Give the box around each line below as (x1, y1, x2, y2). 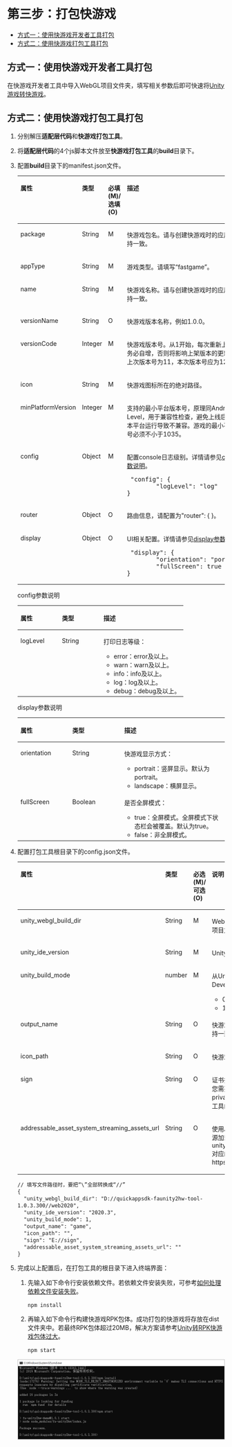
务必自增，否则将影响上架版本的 (126, 349, 218, 358)
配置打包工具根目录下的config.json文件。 (17, 847, 135, 856)
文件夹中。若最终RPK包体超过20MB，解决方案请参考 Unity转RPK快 (27, 1323, 217, 1331)
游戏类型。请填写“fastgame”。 (126, 263, 213, 271)
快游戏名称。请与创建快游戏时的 (126, 286, 218, 294)
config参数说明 (17, 591, 60, 599)
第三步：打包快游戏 (7, 6, 117, 22)
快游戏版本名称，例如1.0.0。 (126, 317, 209, 326)
